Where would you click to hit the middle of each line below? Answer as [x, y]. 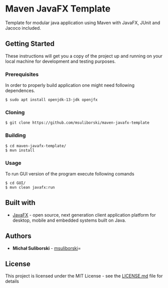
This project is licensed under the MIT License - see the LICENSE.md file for [84, 276]
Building [16, 135]
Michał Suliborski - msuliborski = [47, 248]
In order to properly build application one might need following [70, 85]
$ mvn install [20, 150]
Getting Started [30, 44]
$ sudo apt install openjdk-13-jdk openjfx [52, 100]
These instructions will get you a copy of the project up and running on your [84, 56]
